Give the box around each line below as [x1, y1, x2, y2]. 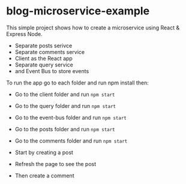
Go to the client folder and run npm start [14, 91, 115, 98]
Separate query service [14, 61, 73, 68]
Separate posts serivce [14, 42, 73, 49]
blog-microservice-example [6, 4, 150, 18]
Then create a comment [14, 172, 74, 179]
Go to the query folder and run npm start [14, 102, 116, 109]
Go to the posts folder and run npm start [14, 125, 115, 132]
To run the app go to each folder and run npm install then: [6, 79, 149, 86]
